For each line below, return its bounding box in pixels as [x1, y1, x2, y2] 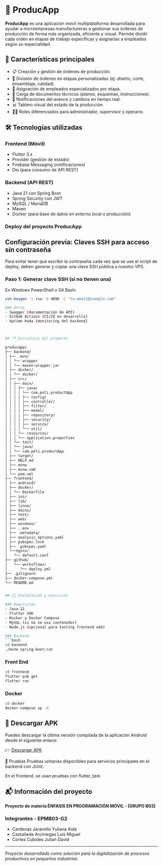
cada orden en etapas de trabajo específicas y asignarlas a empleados [5, 36, 147, 42]
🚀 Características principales [5, 55, 95, 64]
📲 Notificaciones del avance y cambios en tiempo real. [12, 96, 121, 102]
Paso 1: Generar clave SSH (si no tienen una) [5, 276, 112, 283]
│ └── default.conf [5, 553, 49, 558]
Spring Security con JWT [12, 195, 63, 201]
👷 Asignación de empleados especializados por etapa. [12, 86, 121, 92]
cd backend [5, 643, 27, 647]
